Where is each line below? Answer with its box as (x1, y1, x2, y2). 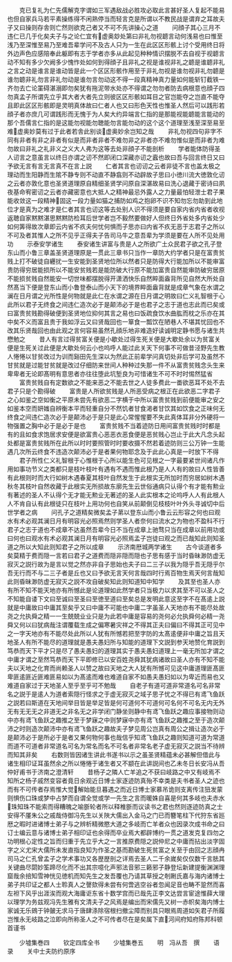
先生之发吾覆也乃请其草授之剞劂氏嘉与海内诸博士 (85, 872, 225, 880)
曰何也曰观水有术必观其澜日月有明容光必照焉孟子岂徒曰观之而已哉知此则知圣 (7, 534, 225, 542)
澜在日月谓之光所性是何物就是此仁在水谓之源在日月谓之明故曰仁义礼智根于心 (7, 292, 225, 300)
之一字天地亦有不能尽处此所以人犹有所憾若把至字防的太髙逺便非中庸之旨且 (7, 630, 219, 637)
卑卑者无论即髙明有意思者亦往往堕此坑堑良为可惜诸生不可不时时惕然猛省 (7, 370, 213, 377)
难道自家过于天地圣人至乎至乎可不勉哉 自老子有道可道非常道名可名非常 (7, 682, 221, 689)
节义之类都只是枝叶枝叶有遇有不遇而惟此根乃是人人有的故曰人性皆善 (30, 465, 225, 473)
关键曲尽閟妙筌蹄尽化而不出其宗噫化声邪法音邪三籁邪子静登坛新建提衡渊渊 (7, 863, 219, 871)
